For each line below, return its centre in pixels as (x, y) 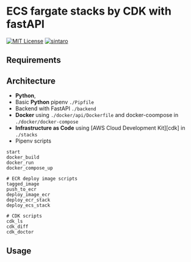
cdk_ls (15, 221)
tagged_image (23, 184)
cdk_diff (17, 227)
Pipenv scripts (33, 141)
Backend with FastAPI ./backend (56, 108)
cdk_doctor (20, 232)
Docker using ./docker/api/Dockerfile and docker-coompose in (97, 115)
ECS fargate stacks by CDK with (89, 11)
